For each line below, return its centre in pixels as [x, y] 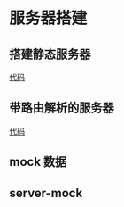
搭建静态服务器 [50, 54]
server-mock [46, 193]
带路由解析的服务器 [62, 108]
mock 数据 [38, 162]
